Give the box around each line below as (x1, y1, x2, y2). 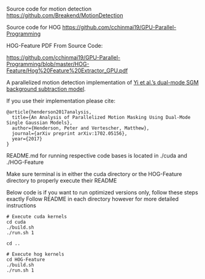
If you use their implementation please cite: (6, 97, 115, 104)
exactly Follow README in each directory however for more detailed (6, 196, 179, 202)
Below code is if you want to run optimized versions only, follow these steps (6, 189, 198, 196)
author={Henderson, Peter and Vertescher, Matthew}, (12, 125, 150, 131)
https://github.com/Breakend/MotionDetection (6, 12, 123, 19)
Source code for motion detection (6, 6, 92, 12)
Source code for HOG (6, 24, 61, 31)
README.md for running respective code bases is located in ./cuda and (6, 152, 187, 159)
